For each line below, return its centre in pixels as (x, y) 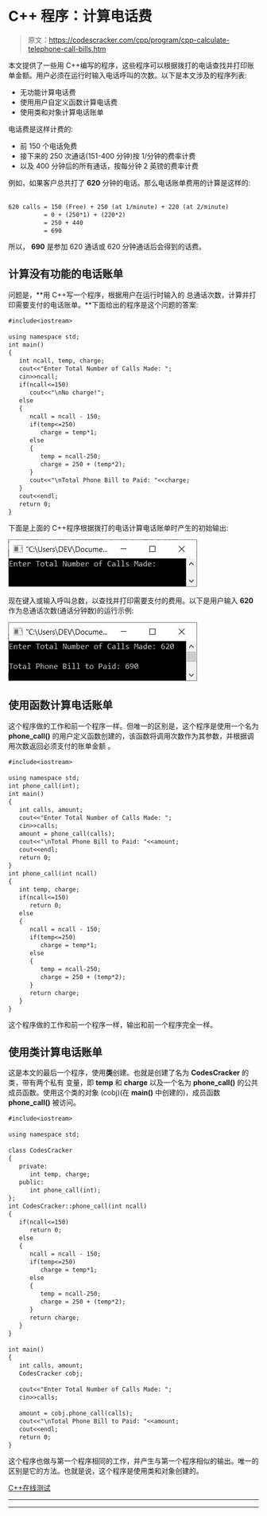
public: (31, 1183)
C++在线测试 (29, 1488)
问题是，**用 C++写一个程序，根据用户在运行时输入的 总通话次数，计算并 (129, 295)
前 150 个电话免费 (48, 146)
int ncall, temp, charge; (62, 360)
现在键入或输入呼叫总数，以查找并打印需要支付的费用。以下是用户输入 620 (131, 600)
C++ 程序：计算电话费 (80, 16)
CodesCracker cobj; (51, 1374)
